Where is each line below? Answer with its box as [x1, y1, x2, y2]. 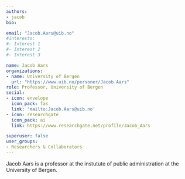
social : [6, 90, 25, 96]
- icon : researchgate [6, 112, 59, 117]
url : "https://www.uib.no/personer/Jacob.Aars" [11, 79, 130, 85]
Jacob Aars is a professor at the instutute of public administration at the [6, 160, 179, 167]
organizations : [6, 68, 43, 74]
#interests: [6, 36, 35, 42]
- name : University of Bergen [6, 73, 80, 79]
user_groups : [6, 139, 38, 144]
